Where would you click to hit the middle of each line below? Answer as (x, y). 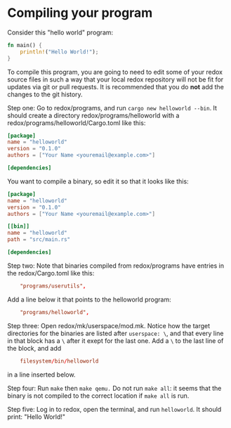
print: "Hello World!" (36, 417)
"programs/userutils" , (53, 286)
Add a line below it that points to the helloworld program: (90, 299)
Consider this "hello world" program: (60, 32)
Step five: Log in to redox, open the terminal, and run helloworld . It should (114, 409)
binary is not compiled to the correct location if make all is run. (98, 396)
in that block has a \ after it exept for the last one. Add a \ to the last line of (115, 341)
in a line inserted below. (41, 375)
